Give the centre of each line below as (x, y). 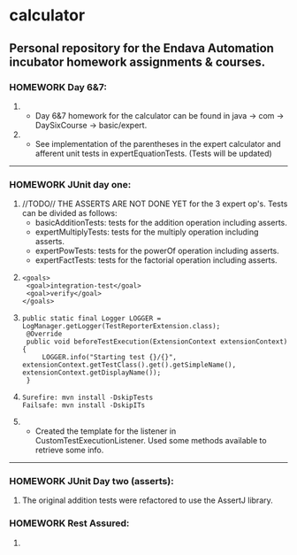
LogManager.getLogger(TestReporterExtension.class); (121, 327)
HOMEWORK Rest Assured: (69, 523)
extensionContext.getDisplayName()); (91, 373)
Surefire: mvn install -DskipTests (88, 398)
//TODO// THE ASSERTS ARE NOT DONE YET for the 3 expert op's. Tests (155, 204)
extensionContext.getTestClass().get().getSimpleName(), (129, 365)
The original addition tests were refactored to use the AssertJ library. (148, 500)
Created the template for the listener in (106, 431)
